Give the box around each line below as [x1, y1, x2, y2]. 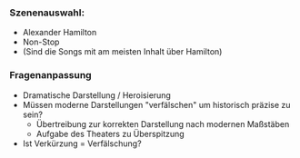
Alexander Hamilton [22, 27, 97, 38]
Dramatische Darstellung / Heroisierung [22, 89, 171, 101]
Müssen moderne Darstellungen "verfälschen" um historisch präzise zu [22, 99, 291, 110]
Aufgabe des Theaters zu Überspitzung [35, 128, 185, 139]
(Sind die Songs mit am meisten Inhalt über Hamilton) [22, 46, 223, 57]
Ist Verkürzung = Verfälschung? [22, 138, 143, 149]
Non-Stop [22, 36, 60, 47]
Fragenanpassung [9, 69, 93, 82]
